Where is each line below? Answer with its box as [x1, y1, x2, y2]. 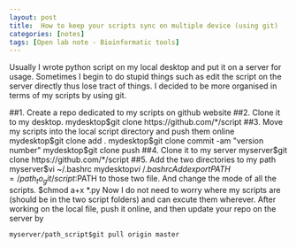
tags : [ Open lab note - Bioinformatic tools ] [9, 37, 179, 47]
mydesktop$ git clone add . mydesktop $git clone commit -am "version [9, 136, 264, 146]
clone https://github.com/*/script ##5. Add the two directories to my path [9, 154, 277, 165]
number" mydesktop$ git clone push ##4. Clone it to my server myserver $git [9, 145, 287, 156]
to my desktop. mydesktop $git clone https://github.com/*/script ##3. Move [9, 117, 284, 128]
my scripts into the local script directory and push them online [9, 126, 235, 137]
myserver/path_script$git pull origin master [9, 230, 179, 239]
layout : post [9, 12, 57, 22]
